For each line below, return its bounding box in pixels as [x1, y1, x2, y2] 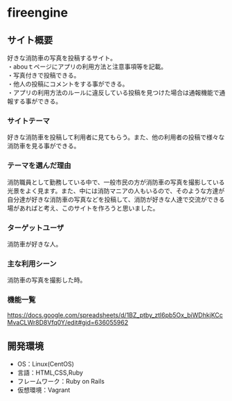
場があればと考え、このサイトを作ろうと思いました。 [7, 204, 159, 212]
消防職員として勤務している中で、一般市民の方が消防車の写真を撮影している [7, 178, 225, 186]
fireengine [7, 5, 68, 21]
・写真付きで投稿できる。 [7, 71, 80, 79]
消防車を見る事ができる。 [7, 142, 80, 150]
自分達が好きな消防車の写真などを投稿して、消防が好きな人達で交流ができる [7, 195, 225, 204]
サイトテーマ [7, 116, 51, 125]
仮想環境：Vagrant [17, 386, 71, 394]
